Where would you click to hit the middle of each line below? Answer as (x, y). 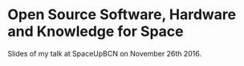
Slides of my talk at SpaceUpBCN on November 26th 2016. (105, 53)
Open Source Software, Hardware (122, 15)
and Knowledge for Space (96, 31)
